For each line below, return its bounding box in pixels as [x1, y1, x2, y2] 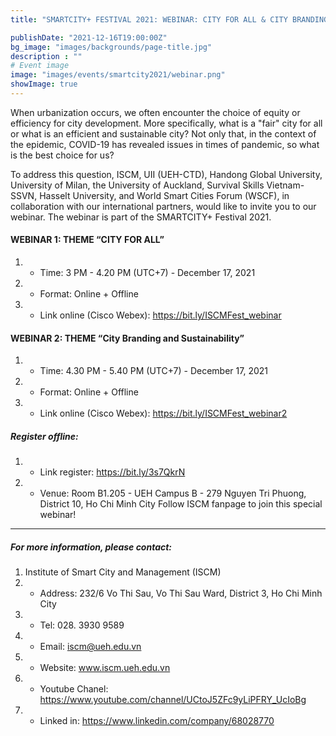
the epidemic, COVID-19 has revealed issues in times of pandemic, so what [10, 138, 320, 150]
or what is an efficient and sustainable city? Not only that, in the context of [10, 127, 317, 140]
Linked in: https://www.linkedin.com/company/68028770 [39, 715, 275, 727]
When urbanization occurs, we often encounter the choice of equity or [10, 106, 301, 118]
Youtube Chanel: [39, 683, 109, 695]
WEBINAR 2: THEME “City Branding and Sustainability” [10, 332, 245, 344]
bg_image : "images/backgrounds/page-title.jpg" [10, 42, 213, 52]
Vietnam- [266, 179, 305, 191]
